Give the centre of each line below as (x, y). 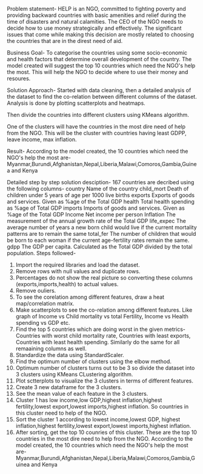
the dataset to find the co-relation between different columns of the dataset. (102, 97)
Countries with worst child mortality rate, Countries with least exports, (103, 335)
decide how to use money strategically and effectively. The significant (94, 28)
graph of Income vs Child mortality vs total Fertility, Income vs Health (102, 316)
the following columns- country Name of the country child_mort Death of (98, 189)
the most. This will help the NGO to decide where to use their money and (98, 72)
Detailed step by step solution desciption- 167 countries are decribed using (101, 182)
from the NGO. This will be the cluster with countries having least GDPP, (97, 133)
